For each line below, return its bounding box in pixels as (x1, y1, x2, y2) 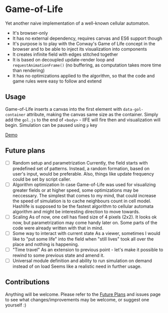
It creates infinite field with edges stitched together (12, 51, 118, 57)
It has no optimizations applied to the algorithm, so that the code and (12, 72, 155, 79)
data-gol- (123, 107, 144, 112)
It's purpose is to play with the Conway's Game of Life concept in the (12, 40, 155, 46)
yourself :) (5, 302, 27, 308)
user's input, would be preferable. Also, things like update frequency (12, 171, 154, 177)
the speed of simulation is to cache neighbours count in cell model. (12, 198, 151, 204)
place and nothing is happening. (12, 241, 79, 247)
